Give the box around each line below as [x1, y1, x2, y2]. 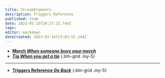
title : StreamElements [5, 7, 52, 12]
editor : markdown [5, 30, 41, 35]
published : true [5, 16, 38, 21]
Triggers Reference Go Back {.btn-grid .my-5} [12, 67, 107, 73]
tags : [5, 26, 16, 30]
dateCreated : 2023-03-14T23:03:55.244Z [5, 35, 87, 40]
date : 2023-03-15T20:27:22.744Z [5, 21, 71, 26]
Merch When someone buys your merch [12, 48, 96, 54]
